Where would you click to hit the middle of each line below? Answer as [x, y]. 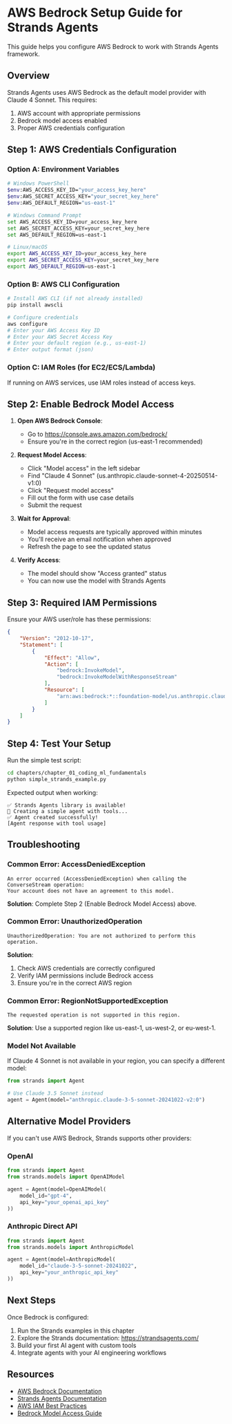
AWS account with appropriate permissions [79, 113]
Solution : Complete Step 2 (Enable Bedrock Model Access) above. [102, 904]
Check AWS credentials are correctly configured [86, 968]
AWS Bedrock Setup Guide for [95, 13]
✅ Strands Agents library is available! [67, 805]
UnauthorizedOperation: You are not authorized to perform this [101, 935]
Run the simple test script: [44, 760]
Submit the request [55, 505]
